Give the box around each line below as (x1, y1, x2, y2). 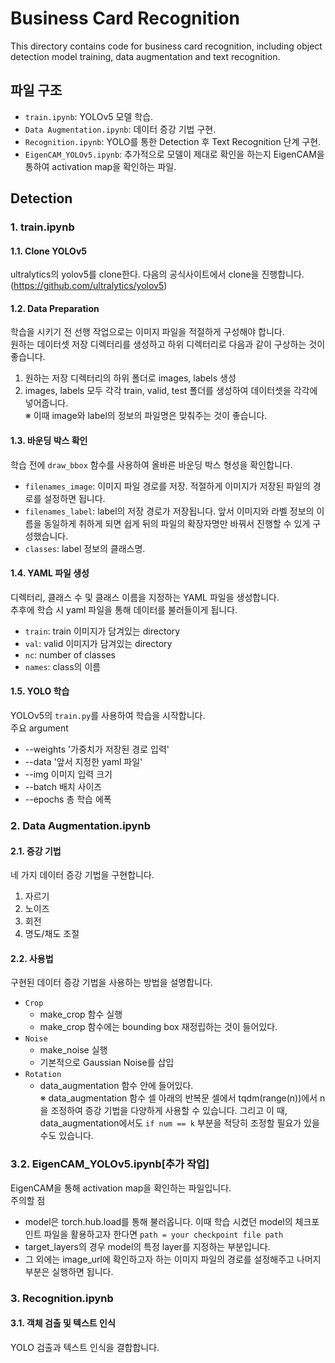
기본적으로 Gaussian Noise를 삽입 (39, 1057, 175, 1069)
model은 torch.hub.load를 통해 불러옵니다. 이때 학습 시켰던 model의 (24, 1215, 293, 1227)
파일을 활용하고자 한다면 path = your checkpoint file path (43, 1228, 284, 1240)
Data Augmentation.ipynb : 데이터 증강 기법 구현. (24, 123, 217, 135)
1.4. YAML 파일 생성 (10, 567, 90, 579)
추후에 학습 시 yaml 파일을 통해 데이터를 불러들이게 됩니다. (10, 603, 238, 616)
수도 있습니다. (39, 1130, 94, 1142)
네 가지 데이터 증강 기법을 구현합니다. (10, 869, 155, 881)
